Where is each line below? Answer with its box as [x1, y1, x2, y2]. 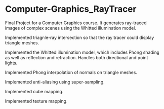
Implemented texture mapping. [5, 98, 68, 104]
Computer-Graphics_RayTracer [5, 3, 137, 15]
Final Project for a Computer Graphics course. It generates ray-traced [5, 20, 147, 26]
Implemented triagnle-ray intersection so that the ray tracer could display [5, 35, 154, 40]
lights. [5, 60, 18, 66]
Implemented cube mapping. [5, 88, 64, 94]
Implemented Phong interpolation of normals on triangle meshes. [5, 69, 137, 75]
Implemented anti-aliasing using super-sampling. [5, 79, 105, 85]
